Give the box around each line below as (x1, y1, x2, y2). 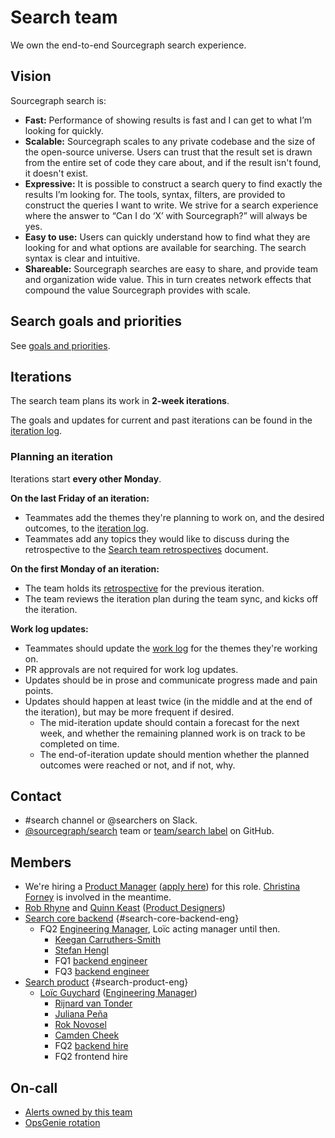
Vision (10, 68, 52, 85)
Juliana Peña (54, 1008, 108, 1020)
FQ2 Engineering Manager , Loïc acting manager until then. (39, 923, 281, 935)
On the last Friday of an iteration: (10, 492, 150, 504)
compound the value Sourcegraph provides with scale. (24, 284, 251, 296)
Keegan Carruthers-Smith (54, 934, 161, 946)
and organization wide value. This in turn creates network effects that (24, 273, 312, 285)
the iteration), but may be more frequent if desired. (24, 706, 235, 718)
